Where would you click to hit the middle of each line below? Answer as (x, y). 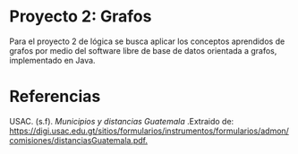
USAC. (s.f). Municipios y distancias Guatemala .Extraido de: (122, 121)
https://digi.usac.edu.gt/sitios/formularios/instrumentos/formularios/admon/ (149, 131)
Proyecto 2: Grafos (81, 17)
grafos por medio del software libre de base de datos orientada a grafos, (143, 50)
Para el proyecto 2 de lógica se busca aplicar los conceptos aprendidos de (147, 41)
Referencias (55, 97)
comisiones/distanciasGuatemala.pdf (77, 140)
